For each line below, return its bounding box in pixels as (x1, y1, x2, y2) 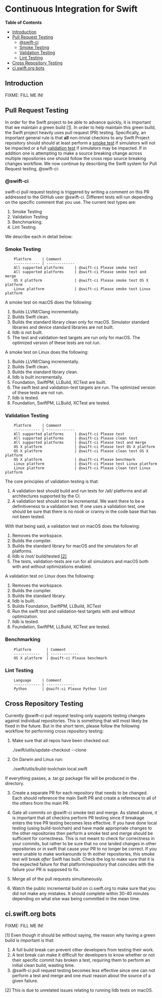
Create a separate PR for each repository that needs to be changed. (12, 790, 148, 796)
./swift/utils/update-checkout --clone (12, 747, 86, 753)
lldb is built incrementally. (12, 374, 63, 380)
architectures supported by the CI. (12, 493, 81, 499)
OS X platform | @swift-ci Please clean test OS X (14, 449, 149, 454)
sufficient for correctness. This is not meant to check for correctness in (12, 835, 155, 841)
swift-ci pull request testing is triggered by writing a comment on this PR (5, 189, 149, 195)
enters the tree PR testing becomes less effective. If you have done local (12, 820, 157, 826)
